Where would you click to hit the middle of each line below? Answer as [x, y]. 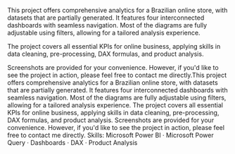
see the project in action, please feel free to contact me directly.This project [117, 75]
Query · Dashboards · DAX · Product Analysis [72, 143]
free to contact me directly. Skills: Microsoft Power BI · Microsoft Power [110, 135]
